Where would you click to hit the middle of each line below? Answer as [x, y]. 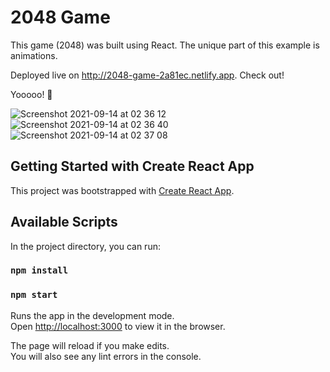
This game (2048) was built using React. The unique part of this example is [165, 45]
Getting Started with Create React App [132, 166]
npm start [34, 295]
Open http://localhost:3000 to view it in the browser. [118, 326]
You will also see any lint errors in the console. [106, 356]
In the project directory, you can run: [85, 246]
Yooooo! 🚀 [31, 94]
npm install [39, 270]
